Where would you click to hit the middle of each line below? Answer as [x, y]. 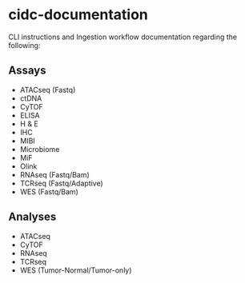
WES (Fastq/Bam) [49, 191]
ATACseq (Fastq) [48, 90]
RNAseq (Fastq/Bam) [54, 174]
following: [24, 45]
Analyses [32, 217]
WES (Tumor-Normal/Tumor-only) [76, 270]
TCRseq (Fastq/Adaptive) [62, 183]
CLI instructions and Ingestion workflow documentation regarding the [123, 37]
